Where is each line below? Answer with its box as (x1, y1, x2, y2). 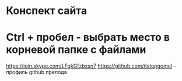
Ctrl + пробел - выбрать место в (6, 31, 170, 44)
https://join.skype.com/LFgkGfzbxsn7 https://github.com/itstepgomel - (6, 62, 176, 69)
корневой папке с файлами (6, 43, 146, 57)
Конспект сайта (6, 4, 87, 17)
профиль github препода (6, 69, 67, 76)
